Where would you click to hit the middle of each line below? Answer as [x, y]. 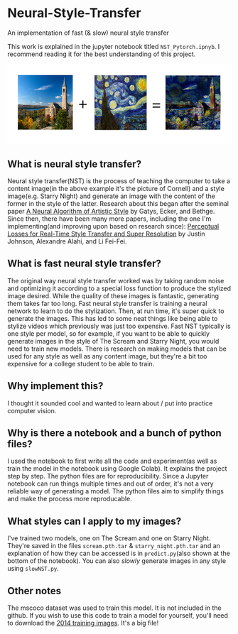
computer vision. [32, 410]
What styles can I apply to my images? [94, 521]
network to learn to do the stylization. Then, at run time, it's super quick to [116, 311]
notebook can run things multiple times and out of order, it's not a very [111, 483]
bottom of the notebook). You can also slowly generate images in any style [117, 561]
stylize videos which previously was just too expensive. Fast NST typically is [119, 326]
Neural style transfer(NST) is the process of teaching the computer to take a [119, 181]
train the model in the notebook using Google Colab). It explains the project [117, 469]
